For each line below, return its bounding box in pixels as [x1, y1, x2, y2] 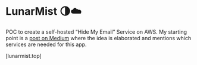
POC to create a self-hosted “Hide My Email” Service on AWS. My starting [5, 28, 187, 35]
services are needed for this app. [5, 41, 87, 48]
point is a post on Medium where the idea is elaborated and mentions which [5, 34, 192, 41]
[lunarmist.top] [5, 52, 42, 59]
